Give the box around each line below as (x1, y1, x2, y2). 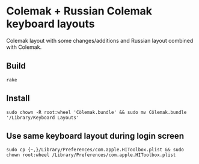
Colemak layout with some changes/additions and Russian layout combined (6, 37, 194, 44)
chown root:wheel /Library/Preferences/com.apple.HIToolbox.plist (6, 152, 176, 158)
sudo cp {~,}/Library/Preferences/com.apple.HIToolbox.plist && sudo (6, 147, 185, 153)
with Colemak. (6, 43, 42, 51)
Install (6, 93, 30, 104)
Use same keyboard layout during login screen (6, 131, 185, 141)
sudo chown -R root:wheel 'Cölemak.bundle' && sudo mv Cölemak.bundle (6, 109, 187, 115)
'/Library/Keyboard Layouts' (6, 115, 79, 121)
